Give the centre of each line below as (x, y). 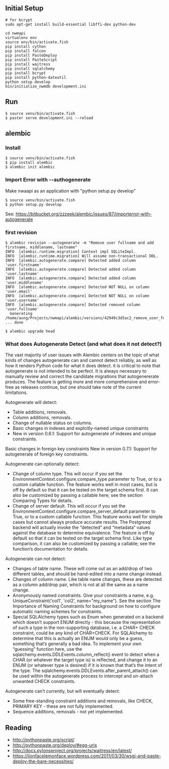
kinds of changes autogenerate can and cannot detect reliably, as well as (81, 360)
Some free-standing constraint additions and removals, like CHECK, (83, 701)
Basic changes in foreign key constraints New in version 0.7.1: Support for (81, 449)
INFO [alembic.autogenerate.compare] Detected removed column (73, 305)
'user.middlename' (24, 283)
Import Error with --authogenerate (48, 180)
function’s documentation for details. (51, 549)
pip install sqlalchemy (30, 69)
